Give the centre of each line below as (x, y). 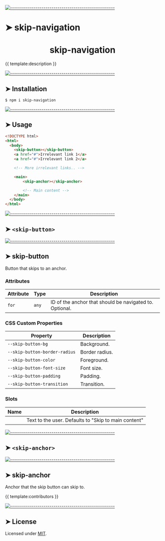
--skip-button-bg (28, 344)
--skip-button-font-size (37, 368)
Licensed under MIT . (26, 534)
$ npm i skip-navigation (30, 100)
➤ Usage (19, 125)
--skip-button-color (31, 360)
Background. (95, 344)
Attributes (17, 281)
